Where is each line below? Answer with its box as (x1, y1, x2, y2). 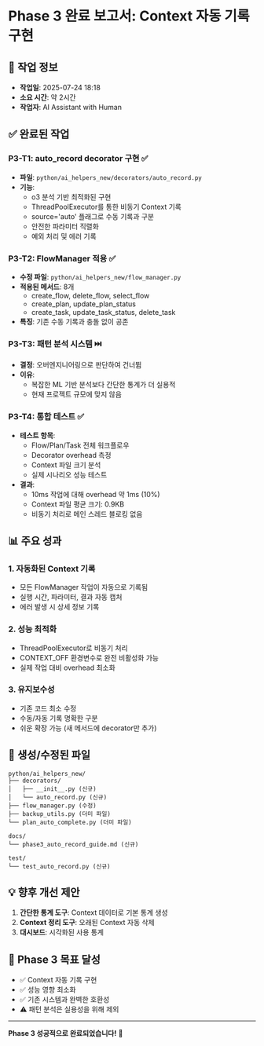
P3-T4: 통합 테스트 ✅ (8, 411, 85, 422)
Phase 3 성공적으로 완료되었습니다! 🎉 (8, 1029, 123, 1038)
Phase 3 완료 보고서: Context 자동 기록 (8, 7, 250, 25)
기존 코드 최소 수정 (19, 704, 77, 713)
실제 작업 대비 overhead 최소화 (19, 663, 115, 672)
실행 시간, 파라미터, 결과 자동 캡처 (19, 592, 123, 602)
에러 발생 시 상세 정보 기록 (19, 602, 100, 612)
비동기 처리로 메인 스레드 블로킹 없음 (31, 509, 143, 518)
